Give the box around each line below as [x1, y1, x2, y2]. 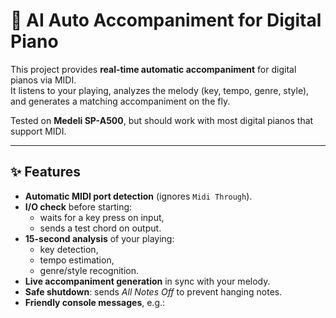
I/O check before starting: [24, 200, 133, 213]
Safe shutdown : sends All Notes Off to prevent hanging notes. [24, 285, 283, 298]
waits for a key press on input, [39, 211, 165, 223]
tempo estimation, [39, 254, 115, 266]
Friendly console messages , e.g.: [24, 296, 166, 308]
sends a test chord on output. [39, 222, 162, 234]
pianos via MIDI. [10, 74, 77, 86]
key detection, [39, 243, 99, 255]
